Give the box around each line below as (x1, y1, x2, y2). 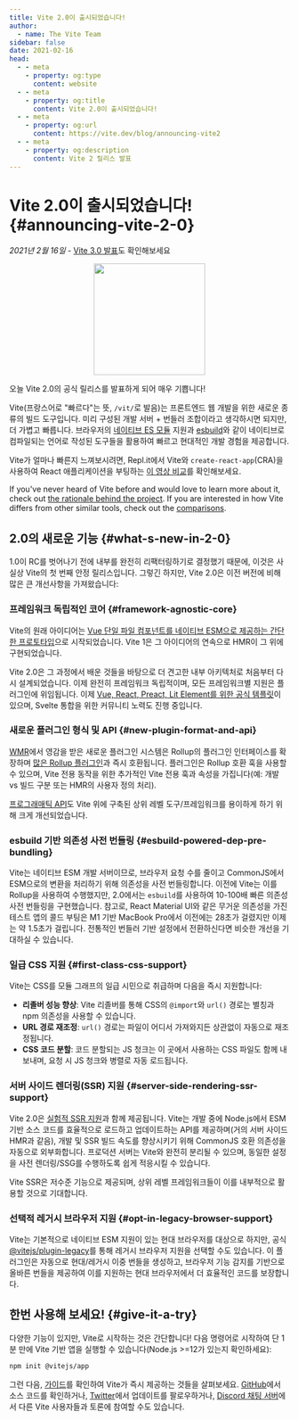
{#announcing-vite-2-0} (9, 215, 196, 235)
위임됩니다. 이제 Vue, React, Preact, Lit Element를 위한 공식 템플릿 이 (39, 689, 282, 699)
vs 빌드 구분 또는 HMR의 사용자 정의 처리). (9, 780, 157, 790)
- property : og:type (25, 71, 101, 80)
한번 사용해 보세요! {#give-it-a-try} (9, 1308, 197, 1323)
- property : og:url (25, 121, 98, 130)
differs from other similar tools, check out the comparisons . (9, 503, 227, 514)
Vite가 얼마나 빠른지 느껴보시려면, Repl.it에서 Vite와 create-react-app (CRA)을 (9, 455, 284, 466)
